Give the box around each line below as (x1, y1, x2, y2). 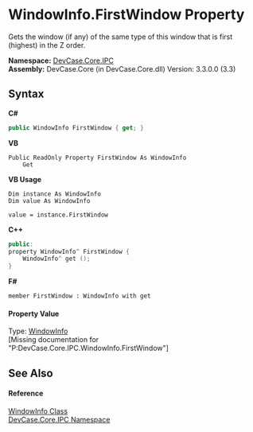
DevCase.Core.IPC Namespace (8, 414, 111, 424)
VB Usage (8, 174, 42, 184)
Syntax (8, 88, 45, 101)
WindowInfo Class (8, 406, 68, 415)
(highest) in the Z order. (8, 40, 86, 49)
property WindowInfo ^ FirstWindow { (8, 247, 130, 255)
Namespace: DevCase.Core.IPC (8, 56, 114, 65)
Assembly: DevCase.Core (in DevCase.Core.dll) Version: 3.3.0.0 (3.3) (8, 64, 236, 73)
